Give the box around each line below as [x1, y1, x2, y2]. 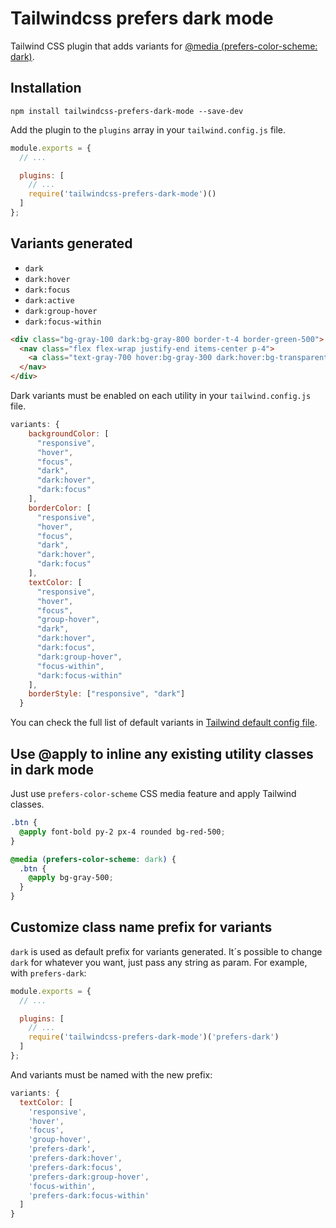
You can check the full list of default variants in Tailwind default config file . [10, 717, 318, 729]
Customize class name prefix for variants [10, 919, 273, 936]
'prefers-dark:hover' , [28, 1153, 123, 1164]
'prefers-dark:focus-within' [28, 1190, 150, 1201]
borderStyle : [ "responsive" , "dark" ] [28, 689, 186, 699]
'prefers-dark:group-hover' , [28, 1172, 150, 1182]
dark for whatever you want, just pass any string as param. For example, [10, 956, 308, 968]
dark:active [24, 295, 75, 306]
